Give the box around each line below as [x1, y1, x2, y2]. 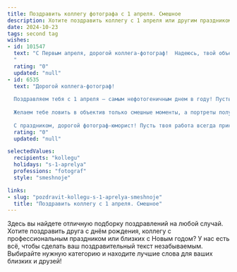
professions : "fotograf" [13, 167, 87, 175]
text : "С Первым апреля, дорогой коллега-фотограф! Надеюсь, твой [13, 50, 217, 57]
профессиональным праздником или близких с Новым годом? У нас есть [7, 235, 230, 243]
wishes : [7, 37, 30, 44]
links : [7, 187, 27, 194]
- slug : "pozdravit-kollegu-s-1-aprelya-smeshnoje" [7, 194, 162, 201]
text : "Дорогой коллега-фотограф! [13, 83, 115, 90]
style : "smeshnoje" [13, 174, 71, 181]
